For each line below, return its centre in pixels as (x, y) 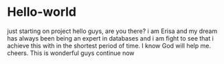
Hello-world (42, 12)
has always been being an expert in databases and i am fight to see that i (111, 38)
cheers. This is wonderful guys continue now (71, 53)
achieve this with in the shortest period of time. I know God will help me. (109, 45)
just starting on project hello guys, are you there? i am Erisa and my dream (112, 31)
